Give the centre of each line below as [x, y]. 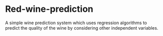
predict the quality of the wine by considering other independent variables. [82, 28]
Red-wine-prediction [49, 9]
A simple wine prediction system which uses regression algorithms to [76, 23]
